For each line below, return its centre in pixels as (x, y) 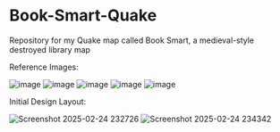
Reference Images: (44, 67)
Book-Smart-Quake (83, 16)
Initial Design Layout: (48, 101)
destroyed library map (50, 49)
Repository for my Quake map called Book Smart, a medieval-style (132, 40)
